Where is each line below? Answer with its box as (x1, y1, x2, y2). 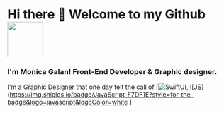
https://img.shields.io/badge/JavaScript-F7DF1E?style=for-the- (9, 90, 194, 99)
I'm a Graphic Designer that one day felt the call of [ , (7, 83, 189, 91)
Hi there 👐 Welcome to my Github (7, 6, 206, 23)
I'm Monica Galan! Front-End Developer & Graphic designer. (7, 67, 218, 77)
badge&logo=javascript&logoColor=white (7, 98, 128, 107)
